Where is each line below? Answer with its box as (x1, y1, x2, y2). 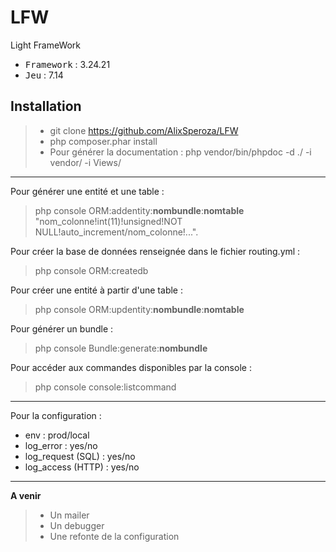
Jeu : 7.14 (24, 69, 64, 81)
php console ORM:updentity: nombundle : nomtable (34, 303, 245, 315)
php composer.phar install (49, 135, 158, 147)
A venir (10, 489, 42, 501)
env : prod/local (24, 429, 90, 441)
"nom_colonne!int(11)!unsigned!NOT (34, 215, 183, 227)
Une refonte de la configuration (49, 530, 180, 542)
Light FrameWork (10, 39, 82, 51)
